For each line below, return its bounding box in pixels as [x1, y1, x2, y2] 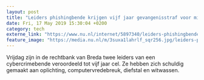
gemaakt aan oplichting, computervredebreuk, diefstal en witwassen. [6, 67, 180, 73]
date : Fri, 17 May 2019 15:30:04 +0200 [6, 20, 107, 26]
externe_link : [6, 32, 42, 38]
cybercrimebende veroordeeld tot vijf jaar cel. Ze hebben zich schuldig [6, 60, 184, 67]
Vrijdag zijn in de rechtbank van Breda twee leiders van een [6, 54, 155, 61]
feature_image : [6, 37, 45, 43]
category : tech [6, 25, 45, 32]
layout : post [6, 8, 39, 15]
